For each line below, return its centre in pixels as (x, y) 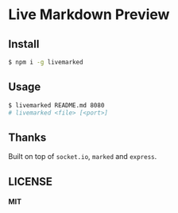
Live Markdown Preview (89, 15)
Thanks (27, 137)
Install (24, 44)
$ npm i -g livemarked (46, 62)
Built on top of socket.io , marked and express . (83, 157)
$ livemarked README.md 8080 (56, 105)
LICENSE (31, 182)
